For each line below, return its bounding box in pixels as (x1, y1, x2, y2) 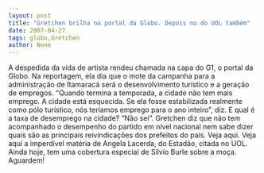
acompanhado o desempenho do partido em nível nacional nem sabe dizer (8, 122, 254, 132)
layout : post (8, 11, 52, 20)
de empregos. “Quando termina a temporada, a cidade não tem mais (8, 88, 233, 98)
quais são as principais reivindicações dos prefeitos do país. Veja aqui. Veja (8, 130, 256, 140)
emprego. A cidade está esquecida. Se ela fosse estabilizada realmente (8, 97, 243, 106)
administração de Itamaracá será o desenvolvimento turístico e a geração (8, 80, 250, 90)
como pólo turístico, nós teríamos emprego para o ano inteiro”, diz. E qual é (8, 105, 255, 115)
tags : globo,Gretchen (8, 33, 80, 42)
